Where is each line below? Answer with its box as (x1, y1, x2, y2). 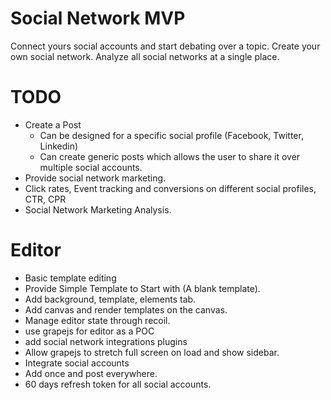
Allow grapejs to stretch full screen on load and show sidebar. (24, 346, 280, 358)
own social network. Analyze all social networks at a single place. (10, 50, 280, 62)
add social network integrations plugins (24, 335, 188, 347)
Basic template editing (24, 272, 117, 284)
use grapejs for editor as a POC (24, 325, 155, 337)
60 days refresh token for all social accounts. (24, 378, 212, 390)
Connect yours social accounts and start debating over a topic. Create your (10, 40, 321, 52)
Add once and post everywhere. (24, 367, 158, 379)
